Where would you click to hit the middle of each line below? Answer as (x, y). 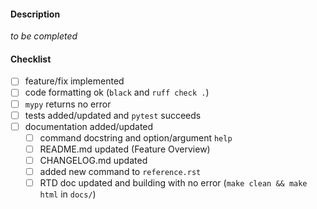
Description (35, 14)
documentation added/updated (89, 126)
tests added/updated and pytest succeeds (113, 115)
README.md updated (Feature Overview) (125, 149)
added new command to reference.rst (120, 171)
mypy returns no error (68, 104)
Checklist (31, 59)
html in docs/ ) (68, 194)
